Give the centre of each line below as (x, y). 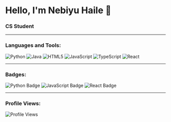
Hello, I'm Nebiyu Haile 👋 (58, 10)
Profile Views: (23, 103)
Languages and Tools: (33, 45)
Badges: (16, 74)
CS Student (20, 26)
